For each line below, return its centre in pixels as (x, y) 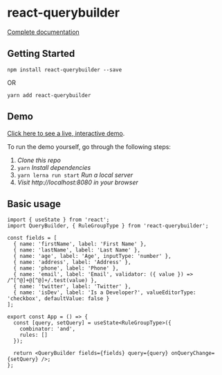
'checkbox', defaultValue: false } (58, 299)
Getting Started (41, 54)
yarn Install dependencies (54, 167)
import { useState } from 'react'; (58, 220)
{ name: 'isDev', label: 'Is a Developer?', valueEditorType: (105, 293)
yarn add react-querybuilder (49, 95)
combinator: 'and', (48, 329)
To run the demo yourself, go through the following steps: (89, 146)
